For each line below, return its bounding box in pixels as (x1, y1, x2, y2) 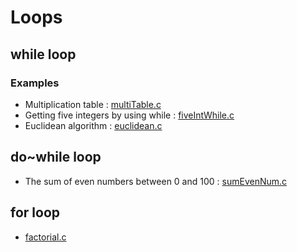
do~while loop (10, 149, 102, 166)
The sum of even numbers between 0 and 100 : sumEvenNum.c (24, 175, 288, 187)
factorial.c (24, 231, 67, 243)
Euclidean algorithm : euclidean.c (24, 119, 163, 131)
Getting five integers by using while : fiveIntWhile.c (24, 109, 235, 121)
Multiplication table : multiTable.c (24, 98, 162, 110)
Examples (10, 76, 60, 90)
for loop (10, 204, 60, 221)
